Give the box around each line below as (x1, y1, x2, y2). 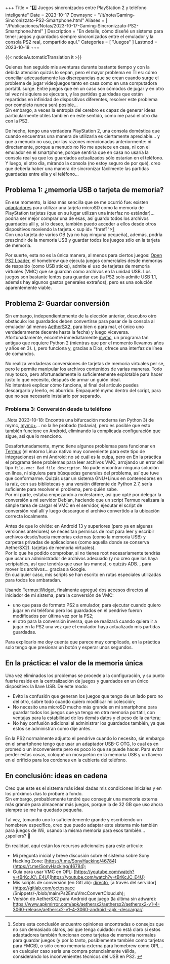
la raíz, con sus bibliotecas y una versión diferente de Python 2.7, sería (5, 480, 153, 487)
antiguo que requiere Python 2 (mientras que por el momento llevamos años (5, 340, 164, 346)
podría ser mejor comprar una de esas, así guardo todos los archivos (5, 215, 149, 221)
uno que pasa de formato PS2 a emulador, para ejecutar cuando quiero (12, 602, 161, 608)
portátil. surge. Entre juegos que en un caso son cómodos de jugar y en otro (5, 86, 164, 91)
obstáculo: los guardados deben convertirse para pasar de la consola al (5, 318, 155, 324)
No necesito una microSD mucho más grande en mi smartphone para (12, 703, 157, 710)
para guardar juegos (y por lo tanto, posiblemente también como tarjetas (12, 937, 164, 943)
